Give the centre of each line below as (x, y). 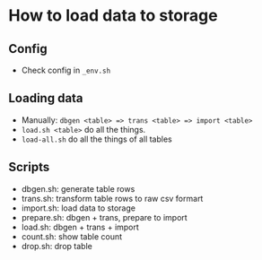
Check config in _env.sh (66, 70)
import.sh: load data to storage (79, 208)
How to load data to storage (113, 16)
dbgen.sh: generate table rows (78, 188)
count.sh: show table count (72, 236)
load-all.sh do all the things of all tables (96, 139)
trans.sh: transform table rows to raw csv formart (112, 198)
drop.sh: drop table (57, 246)
